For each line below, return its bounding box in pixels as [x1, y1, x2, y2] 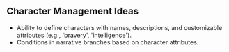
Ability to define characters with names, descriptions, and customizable [16, 23, 223, 31]
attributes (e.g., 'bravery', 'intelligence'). [16, 31, 132, 39]
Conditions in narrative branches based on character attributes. [16, 38, 199, 47]
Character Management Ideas [6, 5, 139, 17]
